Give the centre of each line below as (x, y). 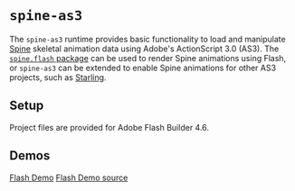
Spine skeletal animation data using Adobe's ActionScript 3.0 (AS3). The (144, 49)
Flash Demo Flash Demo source (69, 177)
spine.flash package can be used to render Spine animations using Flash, (148, 58)
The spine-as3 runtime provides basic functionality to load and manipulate (148, 39)
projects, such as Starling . (58, 77)
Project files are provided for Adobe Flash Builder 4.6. (109, 127)
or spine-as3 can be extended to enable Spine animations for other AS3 (143, 68)
